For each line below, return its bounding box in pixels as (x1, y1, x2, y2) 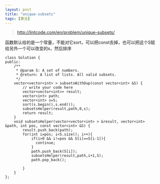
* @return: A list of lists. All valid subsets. (16, 73, 117, 77)
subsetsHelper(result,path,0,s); (22, 107, 91, 111)
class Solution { (5, 55, 40, 60)
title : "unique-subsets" (5, 12, 56, 17)
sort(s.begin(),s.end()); (22, 102, 76, 107)
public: (5, 59, 21, 65)
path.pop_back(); (31, 158, 67, 163)
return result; (22, 110, 54, 116)
